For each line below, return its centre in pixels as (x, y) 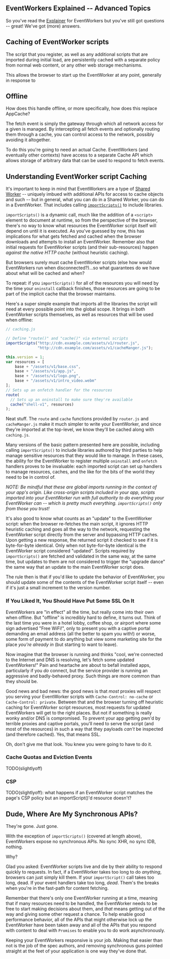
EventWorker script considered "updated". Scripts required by (70, 551)
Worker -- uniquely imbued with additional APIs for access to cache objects (85, 194)
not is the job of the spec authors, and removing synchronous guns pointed (84, 945)
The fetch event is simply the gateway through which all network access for (85, 123)
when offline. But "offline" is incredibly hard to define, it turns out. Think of (83, 617)
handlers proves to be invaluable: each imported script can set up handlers (84, 467)
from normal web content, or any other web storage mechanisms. (74, 65)
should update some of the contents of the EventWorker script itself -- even (85, 582)
